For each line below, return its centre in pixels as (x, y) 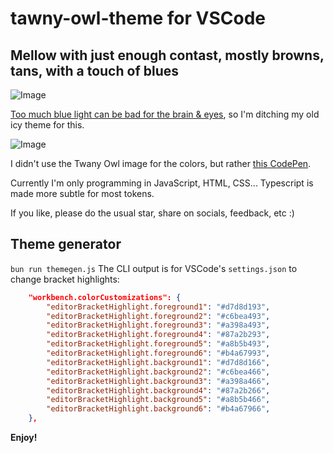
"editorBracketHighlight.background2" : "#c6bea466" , (158, 372)
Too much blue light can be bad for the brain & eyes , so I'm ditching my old (165, 114)
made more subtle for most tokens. (82, 193)
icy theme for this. (47, 125)
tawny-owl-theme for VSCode (138, 18)
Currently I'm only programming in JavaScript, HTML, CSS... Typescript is (162, 183)
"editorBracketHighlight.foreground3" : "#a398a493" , (158, 325)
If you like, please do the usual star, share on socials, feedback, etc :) (152, 213)
